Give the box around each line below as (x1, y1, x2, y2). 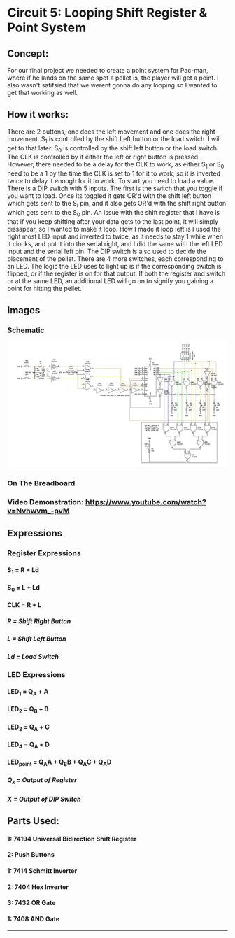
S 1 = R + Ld (7, 565, 40, 576)
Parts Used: (7, 815, 59, 827)
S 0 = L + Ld (7, 583, 40, 593)
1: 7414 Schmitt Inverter (7, 867, 78, 875)
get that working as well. (7, 89, 78, 97)
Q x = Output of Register (7, 775, 77, 786)
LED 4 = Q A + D (7, 740, 50, 750)
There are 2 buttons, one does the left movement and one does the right (7, 127, 215, 136)
